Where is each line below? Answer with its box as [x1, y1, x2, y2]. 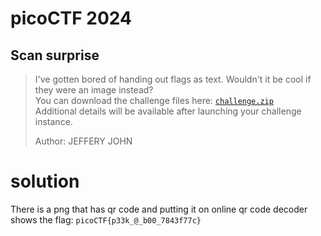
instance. [34, 116, 73, 127]
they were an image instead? [34, 84, 154, 96]
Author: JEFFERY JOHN [34, 135, 133, 147]
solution [10, 170, 80, 193]
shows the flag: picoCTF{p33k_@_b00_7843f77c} [10, 213, 202, 226]
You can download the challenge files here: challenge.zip [34, 95, 274, 106]
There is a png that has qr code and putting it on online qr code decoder [10, 203, 308, 215]
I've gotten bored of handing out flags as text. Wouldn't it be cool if [34, 73, 312, 85]
